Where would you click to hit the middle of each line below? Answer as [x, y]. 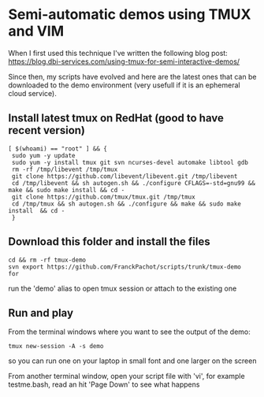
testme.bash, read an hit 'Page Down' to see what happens [104, 384]
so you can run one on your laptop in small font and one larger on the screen [132, 361]
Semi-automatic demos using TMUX [130, 15]
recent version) [46, 130]
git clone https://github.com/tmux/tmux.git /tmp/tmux [103, 197]
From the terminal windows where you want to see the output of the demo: [129, 332]
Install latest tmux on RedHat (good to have [116, 119]
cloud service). [33, 93]
